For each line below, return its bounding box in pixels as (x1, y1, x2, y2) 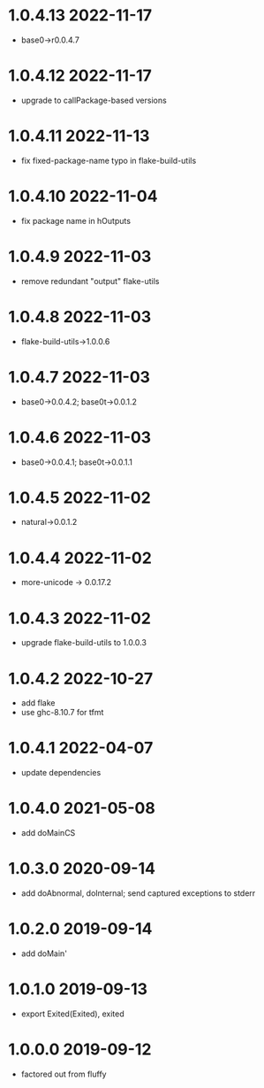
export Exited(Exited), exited (20, 1008, 124, 1019)
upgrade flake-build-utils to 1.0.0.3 (20, 637, 147, 648)
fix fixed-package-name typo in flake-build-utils (20, 155, 197, 166)
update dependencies (20, 768, 102, 778)
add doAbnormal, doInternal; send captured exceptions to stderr (20, 888, 256, 899)
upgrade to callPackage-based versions (20, 95, 167, 105)
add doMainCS (20, 828, 76, 838)
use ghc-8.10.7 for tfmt (20, 707, 104, 718)
